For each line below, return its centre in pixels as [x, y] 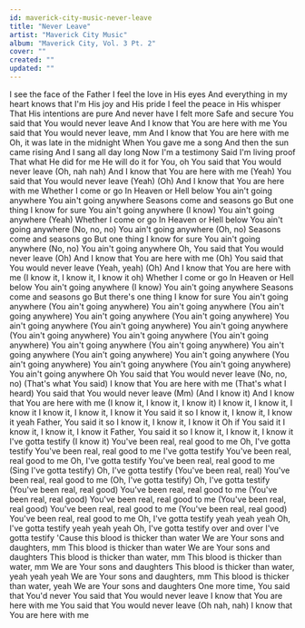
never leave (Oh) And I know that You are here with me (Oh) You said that [147, 258]
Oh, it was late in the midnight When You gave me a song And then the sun [149, 142]
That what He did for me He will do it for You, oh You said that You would [145, 162]
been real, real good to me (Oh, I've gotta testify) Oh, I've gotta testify [140, 480]
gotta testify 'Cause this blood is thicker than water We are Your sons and [147, 537]
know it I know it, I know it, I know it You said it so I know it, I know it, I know [151, 412]
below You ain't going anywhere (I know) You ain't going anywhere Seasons [152, 287]
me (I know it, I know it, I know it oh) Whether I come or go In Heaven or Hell [152, 277]
